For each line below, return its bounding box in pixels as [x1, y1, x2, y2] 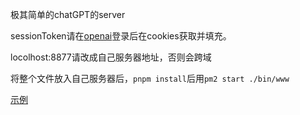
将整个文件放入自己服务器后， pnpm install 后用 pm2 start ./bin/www [10, 73, 290, 84]
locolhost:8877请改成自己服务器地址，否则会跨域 [10, 51, 212, 63]
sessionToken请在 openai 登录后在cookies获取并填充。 [10, 30, 232, 42]
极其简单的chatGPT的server [10, 9, 126, 20]
